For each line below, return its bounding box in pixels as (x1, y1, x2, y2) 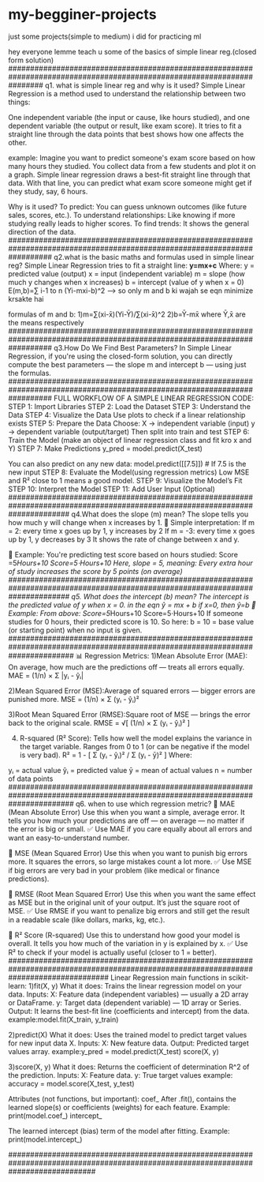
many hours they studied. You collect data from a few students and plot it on (8, 161, 256, 171)
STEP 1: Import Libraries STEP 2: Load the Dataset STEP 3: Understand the (8, 401, 251, 411)
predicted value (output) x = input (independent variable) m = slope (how (8, 268, 246, 278)
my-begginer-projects (8, 6, 157, 24)
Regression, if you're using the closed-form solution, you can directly (8, 351, 233, 361)
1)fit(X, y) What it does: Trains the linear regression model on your (28, 981, 242, 990)
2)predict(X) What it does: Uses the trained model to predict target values (8, 1030, 247, 1039)
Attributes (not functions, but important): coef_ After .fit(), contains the (8, 1094, 236, 1103)
